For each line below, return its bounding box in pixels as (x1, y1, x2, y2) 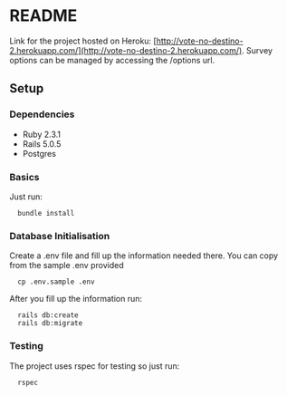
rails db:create (17, 311, 79, 320)
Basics (9, 170, 40, 183)
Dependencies (9, 108, 75, 121)
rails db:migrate (17, 319, 83, 328)
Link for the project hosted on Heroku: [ (9, 35, 157, 46)
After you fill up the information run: (9, 294, 143, 304)
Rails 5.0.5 (22, 138, 62, 150)
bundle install (17, 208, 75, 217)
